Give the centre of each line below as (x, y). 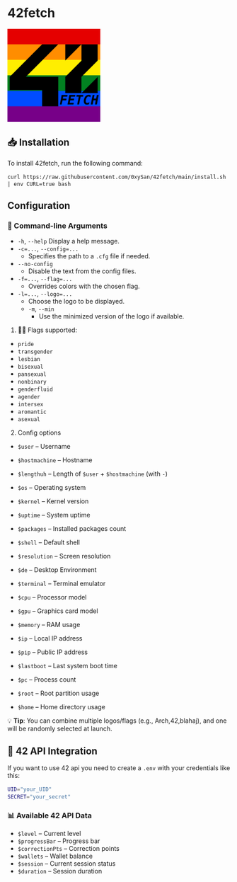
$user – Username (44, 447)
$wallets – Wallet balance (55, 856)
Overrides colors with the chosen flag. (84, 286)
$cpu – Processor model (52, 597)
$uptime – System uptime (54, 515)
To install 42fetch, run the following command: (75, 163)
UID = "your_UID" (30, 790)
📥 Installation (39, 143)
